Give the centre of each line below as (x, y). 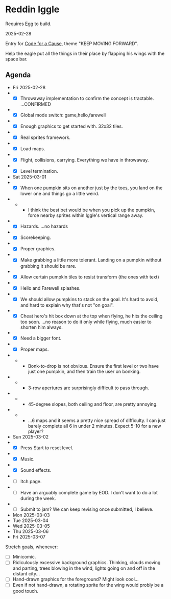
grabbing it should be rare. (48, 266)
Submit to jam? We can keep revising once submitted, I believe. (87, 509)
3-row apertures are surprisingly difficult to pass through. (89, 388)
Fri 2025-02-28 (29, 87)
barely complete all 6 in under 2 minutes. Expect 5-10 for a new (95, 426)
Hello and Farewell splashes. (50, 288)
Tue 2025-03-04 (30, 521)
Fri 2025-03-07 (29, 537)
